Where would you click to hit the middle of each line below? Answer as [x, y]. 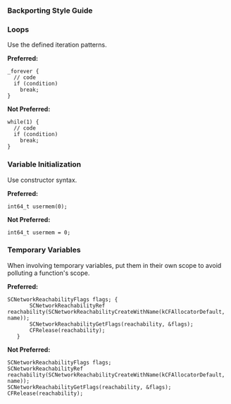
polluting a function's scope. [49, 273]
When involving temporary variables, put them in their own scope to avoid [114, 265]
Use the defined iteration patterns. [57, 45]
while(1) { [23, 122]
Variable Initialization [44, 164]
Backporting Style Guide [50, 11]
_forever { [23, 72]
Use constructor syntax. [42, 180]
